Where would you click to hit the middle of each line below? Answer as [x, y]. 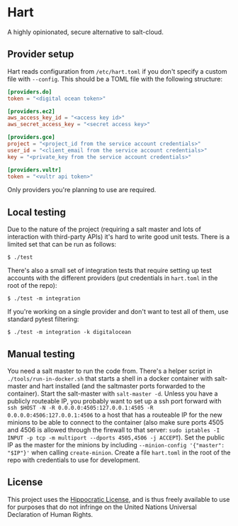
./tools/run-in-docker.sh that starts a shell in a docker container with [110, 379]
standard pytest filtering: [43, 319]
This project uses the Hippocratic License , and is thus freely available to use [119, 499]
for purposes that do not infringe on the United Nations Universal [102, 507]
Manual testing [41, 354]
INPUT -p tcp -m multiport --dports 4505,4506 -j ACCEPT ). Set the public [116, 437]
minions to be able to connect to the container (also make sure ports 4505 [116, 422]
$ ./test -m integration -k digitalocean [69, 332]
